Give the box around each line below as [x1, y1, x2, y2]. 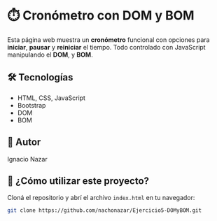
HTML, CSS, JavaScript [17, 94, 86, 102]
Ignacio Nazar [7, 155, 48, 163]
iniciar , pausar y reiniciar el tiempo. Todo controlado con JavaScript [7, 43, 206, 51]
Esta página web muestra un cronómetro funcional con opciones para [7, 35, 210, 44]
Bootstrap [17, 101, 46, 109]
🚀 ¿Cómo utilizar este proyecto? [7, 175, 149, 187]
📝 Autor [7, 136, 41, 148]
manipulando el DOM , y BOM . [7, 50, 93, 59]
